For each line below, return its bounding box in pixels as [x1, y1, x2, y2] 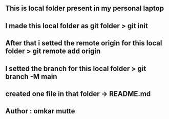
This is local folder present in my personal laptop [5, 4, 164, 13]
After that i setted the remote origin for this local [5, 39, 162, 47]
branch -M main [5, 72, 57, 81]
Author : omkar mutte [5, 107, 75, 115]
